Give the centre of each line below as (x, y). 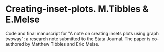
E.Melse (23, 20)
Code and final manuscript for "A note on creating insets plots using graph (82, 33)
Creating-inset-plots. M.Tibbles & (77, 9)
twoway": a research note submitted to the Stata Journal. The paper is (78, 39)
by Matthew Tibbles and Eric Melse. (62, 44)
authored (15, 44)
